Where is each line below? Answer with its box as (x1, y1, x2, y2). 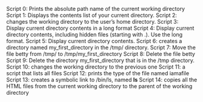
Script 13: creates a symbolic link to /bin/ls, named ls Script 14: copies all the (6, 76, 198, 83)
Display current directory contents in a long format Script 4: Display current (6, 24, 195, 32)
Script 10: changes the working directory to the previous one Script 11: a (6, 63, 186, 70)
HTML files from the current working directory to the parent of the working (6, 83, 193, 90)
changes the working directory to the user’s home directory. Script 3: (6, 18, 179, 25)
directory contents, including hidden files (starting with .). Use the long (6, 31, 183, 38)
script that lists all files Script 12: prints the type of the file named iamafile (6, 70, 190, 76)
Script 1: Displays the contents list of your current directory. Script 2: (6, 12, 178, 19)
